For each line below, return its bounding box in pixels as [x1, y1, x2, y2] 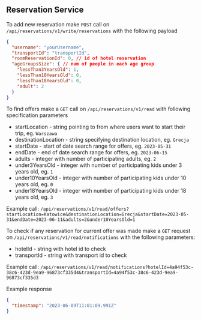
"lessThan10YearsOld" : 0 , [17, 72, 82, 79]
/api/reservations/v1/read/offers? [40, 207, 130, 213]
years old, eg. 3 [14, 193, 53, 201]
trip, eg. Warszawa [14, 130, 58, 137]
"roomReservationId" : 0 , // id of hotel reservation [11, 55, 146, 62]
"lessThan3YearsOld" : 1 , [17, 67, 79, 73]
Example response [6, 285, 52, 293]
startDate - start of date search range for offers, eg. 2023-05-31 [14, 142, 172, 149]
